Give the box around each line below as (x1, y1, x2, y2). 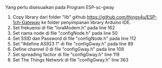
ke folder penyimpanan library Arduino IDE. (41, 20, 131, 25)
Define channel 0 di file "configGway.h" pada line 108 (12, 46, 124, 52)
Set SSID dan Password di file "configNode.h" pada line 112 (12, 35, 137, 41)
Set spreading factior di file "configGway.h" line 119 (12, 51, 120, 57)
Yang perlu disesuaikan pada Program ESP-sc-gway (5, 5, 114, 10)
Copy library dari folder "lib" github (12, 14, 86, 20)
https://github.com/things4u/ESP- (87, 14, 157, 20)
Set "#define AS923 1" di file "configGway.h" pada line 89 (12, 41, 134, 47)
